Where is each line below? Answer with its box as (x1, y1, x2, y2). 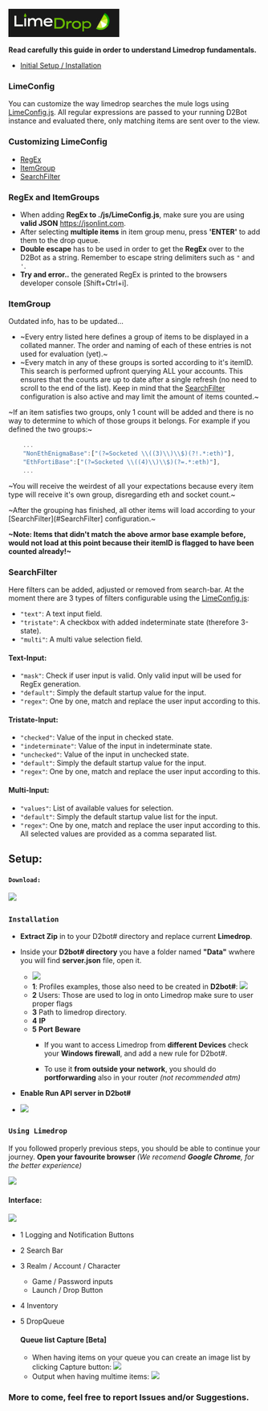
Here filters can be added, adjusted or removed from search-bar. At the (8, 584, 245, 594)
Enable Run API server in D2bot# (19, 1089, 132, 1098)
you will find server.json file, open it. (19, 956, 142, 966)
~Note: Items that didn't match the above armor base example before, (8, 529, 246, 539)
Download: (8, 876, 42, 884)
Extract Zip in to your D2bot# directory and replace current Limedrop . (19, 932, 253, 941)
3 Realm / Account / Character (19, 1261, 121, 1270)
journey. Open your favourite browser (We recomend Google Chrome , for (8, 1151, 254, 1162)
